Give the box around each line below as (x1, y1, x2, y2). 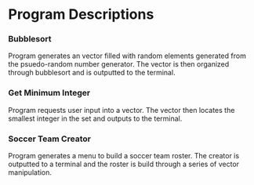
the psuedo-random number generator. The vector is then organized (8, 60, 230, 69)
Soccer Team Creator (8, 133, 92, 144)
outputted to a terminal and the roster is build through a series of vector (8, 159, 240, 169)
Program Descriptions (8, 5, 154, 24)
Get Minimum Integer (8, 88, 91, 99)
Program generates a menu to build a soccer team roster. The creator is (8, 151, 240, 161)
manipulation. (8, 168, 53, 177)
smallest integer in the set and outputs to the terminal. (8, 114, 183, 123)
